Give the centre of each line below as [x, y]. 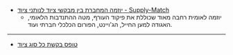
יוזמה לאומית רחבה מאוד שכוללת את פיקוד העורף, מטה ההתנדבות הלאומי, [124, 17]
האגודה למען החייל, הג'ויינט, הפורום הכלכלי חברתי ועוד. [100, 24]
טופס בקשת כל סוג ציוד [48, 44]
